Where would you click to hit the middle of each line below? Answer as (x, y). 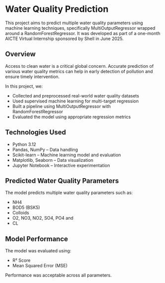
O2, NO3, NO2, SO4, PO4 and (43, 218)
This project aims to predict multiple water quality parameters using (74, 23)
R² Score (21, 260)
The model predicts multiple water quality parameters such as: (69, 193)
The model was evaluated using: (38, 251)
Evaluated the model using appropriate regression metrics (72, 117)
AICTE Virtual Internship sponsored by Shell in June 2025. (64, 39)
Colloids (21, 213)
